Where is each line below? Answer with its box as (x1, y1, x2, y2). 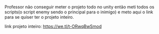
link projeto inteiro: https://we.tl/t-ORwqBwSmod (4, 23, 102, 29)
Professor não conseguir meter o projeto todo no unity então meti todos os (4, 4, 155, 10)
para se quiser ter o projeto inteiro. (4, 14, 74, 20)
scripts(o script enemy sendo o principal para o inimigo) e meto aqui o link (4, 9, 154, 15)
